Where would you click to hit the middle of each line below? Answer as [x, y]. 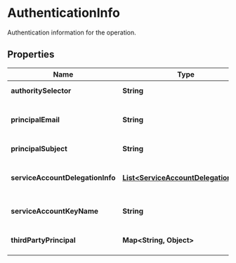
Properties [31, 54]
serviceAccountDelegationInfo [63, 177]
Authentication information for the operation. [72, 32]
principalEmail [35, 120]
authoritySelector [41, 91]
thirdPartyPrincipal [43, 240]
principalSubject [39, 148]
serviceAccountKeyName [55, 211]
